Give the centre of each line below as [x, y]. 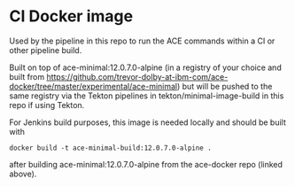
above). [23, 174]
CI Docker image [71, 16]
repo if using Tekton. [47, 105]
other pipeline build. [46, 50]
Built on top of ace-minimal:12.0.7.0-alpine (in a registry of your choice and [145, 67]
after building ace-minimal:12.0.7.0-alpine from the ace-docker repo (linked [146, 164]
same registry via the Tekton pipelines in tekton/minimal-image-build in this [147, 96]
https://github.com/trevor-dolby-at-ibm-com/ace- [137, 76]
